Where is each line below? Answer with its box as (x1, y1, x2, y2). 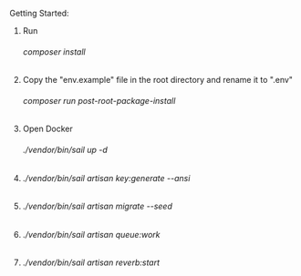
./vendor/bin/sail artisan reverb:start (22, 257, 161, 268)
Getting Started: (9, 8, 70, 18)
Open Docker (22, 123, 73, 135)
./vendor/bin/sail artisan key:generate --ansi (22, 172, 191, 183)
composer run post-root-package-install (22, 95, 176, 106)
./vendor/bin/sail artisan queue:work (22, 229, 161, 240)
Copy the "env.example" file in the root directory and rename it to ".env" (22, 75, 294, 86)
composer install (22, 46, 86, 57)
